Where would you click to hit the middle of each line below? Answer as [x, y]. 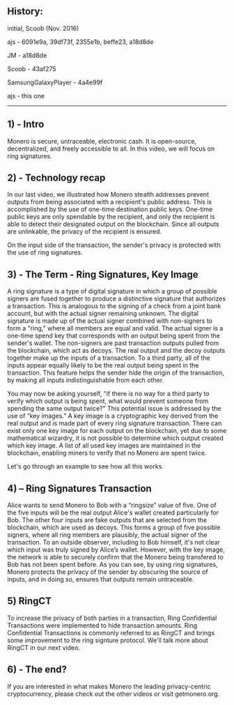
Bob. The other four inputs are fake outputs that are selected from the [107, 520]
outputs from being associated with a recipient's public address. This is [110, 202]
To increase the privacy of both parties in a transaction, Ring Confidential [112, 618]
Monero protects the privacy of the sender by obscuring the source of [108, 572]
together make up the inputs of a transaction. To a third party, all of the [109, 358]
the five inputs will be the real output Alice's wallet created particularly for [113, 513]
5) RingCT [30, 601]
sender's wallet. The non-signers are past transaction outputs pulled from [113, 343]
